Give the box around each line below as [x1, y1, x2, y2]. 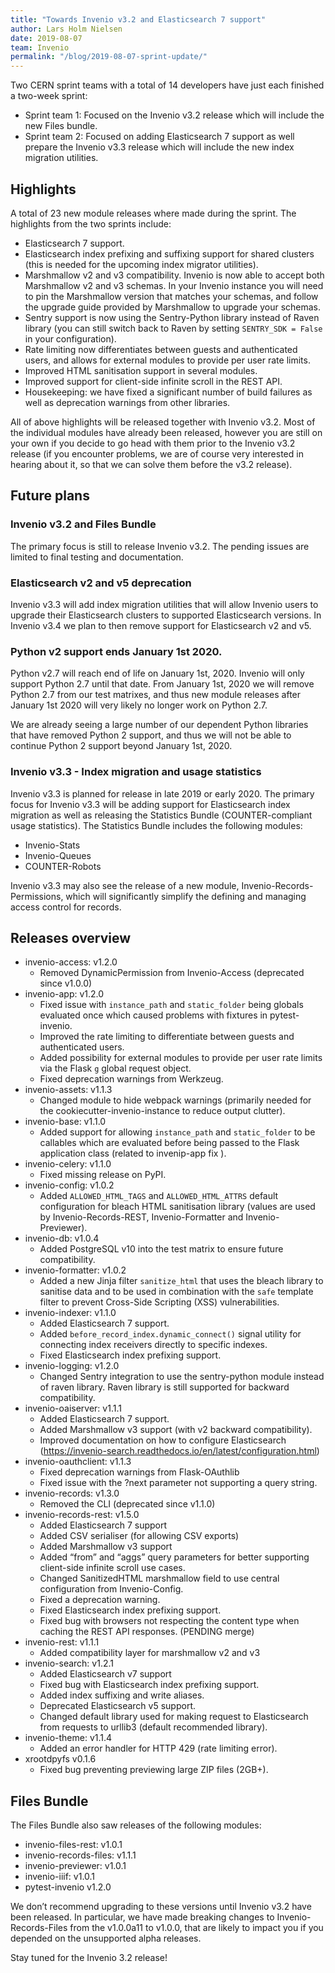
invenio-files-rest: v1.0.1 [24, 1839, 123, 1851]
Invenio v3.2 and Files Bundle [10, 517, 157, 531]
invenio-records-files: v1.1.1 [24, 1849, 137, 1861]
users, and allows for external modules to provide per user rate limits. [24, 354, 311, 366]
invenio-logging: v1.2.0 [24, 1360, 120, 1372]
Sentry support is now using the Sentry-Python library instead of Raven [24, 311, 320, 323]
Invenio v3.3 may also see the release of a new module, [10, 879, 240, 891]
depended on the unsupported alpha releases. [10, 1932, 202, 1945]
